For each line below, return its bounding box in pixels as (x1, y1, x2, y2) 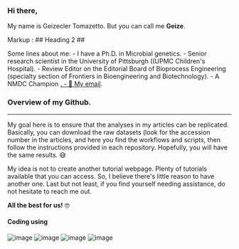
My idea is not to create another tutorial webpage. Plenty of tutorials (7, 164, 208, 173)
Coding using (7, 218, 48, 226)
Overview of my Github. (7, 97, 92, 107)
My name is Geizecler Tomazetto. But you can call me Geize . (7, 22, 186, 31)
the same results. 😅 (7, 150, 66, 159)
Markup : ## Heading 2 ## (7, 36, 85, 44)
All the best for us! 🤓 (7, 201, 70, 209)
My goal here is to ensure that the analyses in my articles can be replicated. (7, 120, 229, 129)
